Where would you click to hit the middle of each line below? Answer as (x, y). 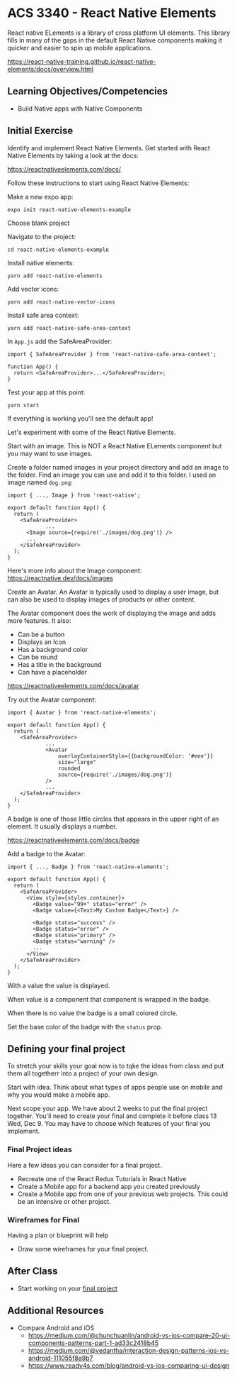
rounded (69, 768)
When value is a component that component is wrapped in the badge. (109, 999)
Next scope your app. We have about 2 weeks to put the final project (108, 1109)
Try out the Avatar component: (52, 699)
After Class (33, 1271)
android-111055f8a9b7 (60, 1358)
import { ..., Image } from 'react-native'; (74, 495)
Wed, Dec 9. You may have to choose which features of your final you (109, 1124)
